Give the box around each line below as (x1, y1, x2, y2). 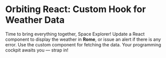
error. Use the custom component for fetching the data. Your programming (5, 41, 161, 47)
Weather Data (5, 14, 65, 26)
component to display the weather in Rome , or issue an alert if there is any (5, 36, 161, 42)
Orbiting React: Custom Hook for (5, 4, 146, 15)
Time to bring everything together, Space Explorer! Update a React (5, 31, 145, 37)
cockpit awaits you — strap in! (5, 47, 69, 53)
